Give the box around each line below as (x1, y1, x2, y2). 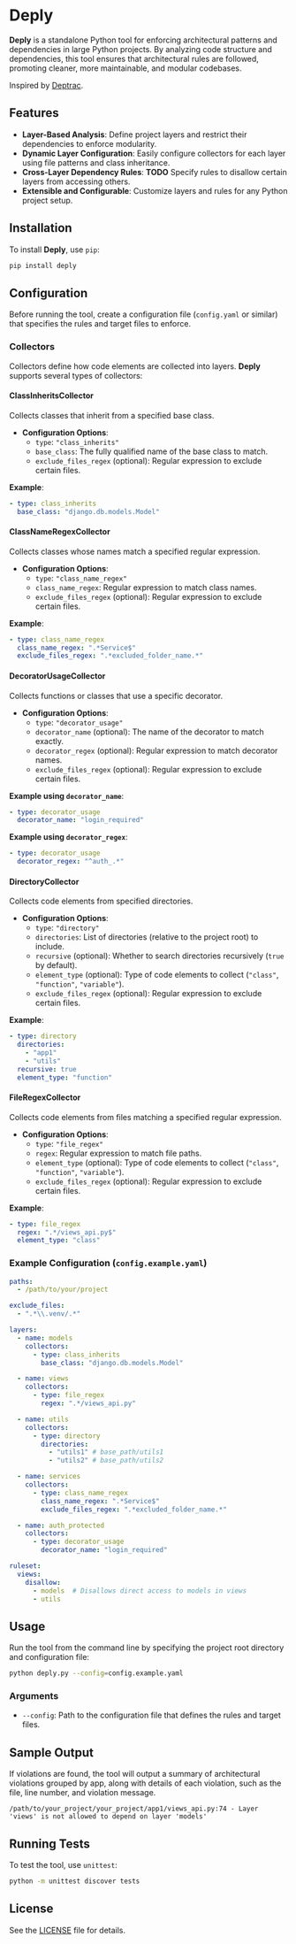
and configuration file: (9, 1652, 90, 1663)
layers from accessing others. (21, 176, 131, 187)
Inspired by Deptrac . (9, 80, 84, 90)
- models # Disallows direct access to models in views (32, 1586, 247, 1595)
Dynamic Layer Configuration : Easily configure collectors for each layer (21, 148, 286, 158)
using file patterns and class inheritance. (21, 157, 171, 168)
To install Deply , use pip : (9, 244, 100, 255)
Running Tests (9, 1836, 90, 1851)
